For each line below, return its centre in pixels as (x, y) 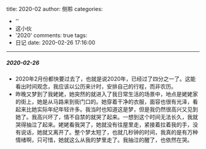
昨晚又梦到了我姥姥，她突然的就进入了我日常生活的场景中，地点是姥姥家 (106, 94)
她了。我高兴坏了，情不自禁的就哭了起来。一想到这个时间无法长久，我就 (106, 117)
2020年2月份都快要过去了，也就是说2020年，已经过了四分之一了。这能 (105, 79)
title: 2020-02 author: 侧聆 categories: (55, 9)
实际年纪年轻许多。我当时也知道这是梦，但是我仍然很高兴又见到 (117, 109)
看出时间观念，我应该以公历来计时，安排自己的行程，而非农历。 (96, 86)
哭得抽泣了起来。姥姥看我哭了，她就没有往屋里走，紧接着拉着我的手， (104, 125)
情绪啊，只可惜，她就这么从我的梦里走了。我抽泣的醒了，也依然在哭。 (104, 140)
